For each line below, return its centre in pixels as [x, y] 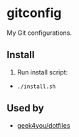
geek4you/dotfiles [43, 125]
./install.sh [36, 87]
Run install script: [42, 72]
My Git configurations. [39, 33]
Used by [25, 108]
